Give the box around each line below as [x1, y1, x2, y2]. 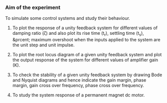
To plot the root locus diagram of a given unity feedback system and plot [12, 52, 162, 58]
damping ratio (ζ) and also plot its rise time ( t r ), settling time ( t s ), [12, 30, 145, 37]
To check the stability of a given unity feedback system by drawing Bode [12, 72, 163, 78]
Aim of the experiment [5, 4, 61, 11]
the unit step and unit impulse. [12, 42, 75, 48]
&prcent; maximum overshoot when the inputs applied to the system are [12, 37, 161, 43]
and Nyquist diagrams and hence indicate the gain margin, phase [12, 77, 147, 83]
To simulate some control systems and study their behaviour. [5, 15, 131, 21]
